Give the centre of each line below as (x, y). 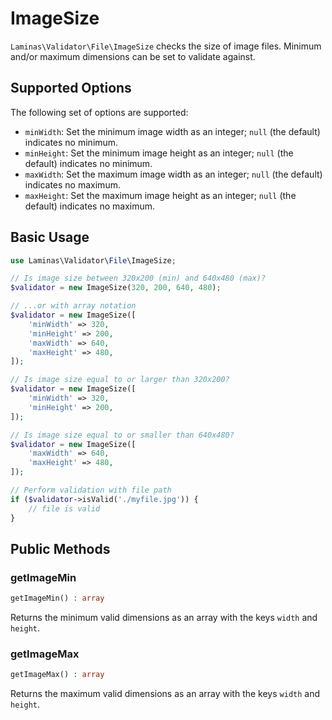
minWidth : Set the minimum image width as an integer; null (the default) (172, 131)
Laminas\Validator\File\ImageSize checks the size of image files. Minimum (166, 46)
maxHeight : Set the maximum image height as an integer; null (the (160, 195)
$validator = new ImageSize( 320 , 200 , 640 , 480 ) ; (116, 288)
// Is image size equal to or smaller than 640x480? (122, 435)
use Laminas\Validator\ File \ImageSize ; (93, 260)
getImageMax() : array (57, 675)
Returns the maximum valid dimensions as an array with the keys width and (165, 694)
